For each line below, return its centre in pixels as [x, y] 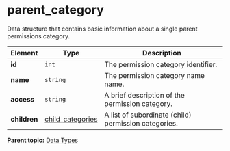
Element [24, 53]
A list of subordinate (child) [148, 115]
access [23, 99]
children [24, 119]
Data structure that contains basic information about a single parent [102, 29]
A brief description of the [144, 95]
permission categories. [141, 123]
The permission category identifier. [161, 64]
